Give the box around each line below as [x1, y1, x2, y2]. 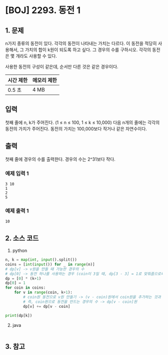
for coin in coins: [5, 285, 46, 290]
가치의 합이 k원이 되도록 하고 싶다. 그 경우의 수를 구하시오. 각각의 [24, 47, 151, 53]
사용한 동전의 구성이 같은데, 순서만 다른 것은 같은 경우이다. [5, 64, 118, 69]
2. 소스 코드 [5, 234, 39, 243]
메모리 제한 [32, 77, 57, 83]
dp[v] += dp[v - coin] [23, 304, 70, 309]
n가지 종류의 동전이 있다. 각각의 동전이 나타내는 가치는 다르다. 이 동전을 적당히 [5, 41, 157, 46]
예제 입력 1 [5, 170, 29, 177]
